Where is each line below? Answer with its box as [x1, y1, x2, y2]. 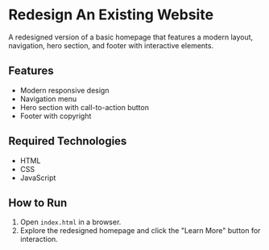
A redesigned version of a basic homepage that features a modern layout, [8, 32, 254, 42]
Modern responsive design [19, 85, 110, 95]
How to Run [8, 195, 68, 210]
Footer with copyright [19, 111, 92, 121]
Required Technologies [8, 134, 127, 148]
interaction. [19, 235, 58, 244]
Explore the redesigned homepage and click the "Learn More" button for [19, 226, 261, 236]
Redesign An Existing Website [8, 6, 214, 24]
